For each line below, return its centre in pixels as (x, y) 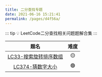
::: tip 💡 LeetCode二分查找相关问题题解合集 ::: (51, 33)
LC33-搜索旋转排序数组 (35, 56)
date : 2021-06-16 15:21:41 (33, 14)
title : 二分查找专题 (24, 10)
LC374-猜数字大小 (35, 67)
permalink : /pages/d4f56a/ (33, 19)
